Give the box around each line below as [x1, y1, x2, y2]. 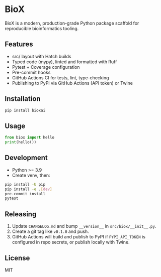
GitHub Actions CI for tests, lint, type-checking [12, 74, 109, 81]
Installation [5, 94, 41, 103]
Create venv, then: [12, 172, 51, 178]
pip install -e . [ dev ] [5, 187, 52, 192]
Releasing [5, 210, 37, 218]
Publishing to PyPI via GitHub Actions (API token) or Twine [12, 80, 133, 86]
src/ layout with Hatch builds [12, 53, 71, 59]
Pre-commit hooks [12, 69, 51, 75]
